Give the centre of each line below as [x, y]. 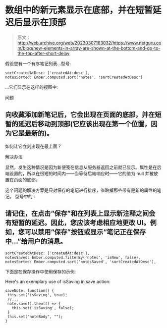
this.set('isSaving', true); [37, 295]
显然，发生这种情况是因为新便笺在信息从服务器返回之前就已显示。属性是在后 [83, 167]
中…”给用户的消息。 [36, 242]
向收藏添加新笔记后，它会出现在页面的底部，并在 [80, 115]
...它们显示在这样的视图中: [32, 87]
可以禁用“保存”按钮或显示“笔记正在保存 [85, 232]
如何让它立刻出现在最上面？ [33, 146]
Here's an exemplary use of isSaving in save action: [58, 281]
